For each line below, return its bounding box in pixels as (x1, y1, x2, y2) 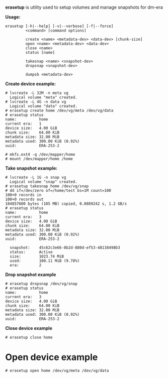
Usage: (5, 14, 21, 20)
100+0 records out (5, 197, 44, 202)
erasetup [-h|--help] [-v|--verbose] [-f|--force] (5, 24, 114, 29)
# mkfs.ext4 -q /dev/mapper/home (5, 152, 75, 157)
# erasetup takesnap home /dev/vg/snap (5, 184, 89, 189)
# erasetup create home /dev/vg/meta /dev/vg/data (5, 108, 114, 113)
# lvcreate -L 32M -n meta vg (5, 90, 69, 95)
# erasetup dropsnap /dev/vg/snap (5, 281, 78, 286)
